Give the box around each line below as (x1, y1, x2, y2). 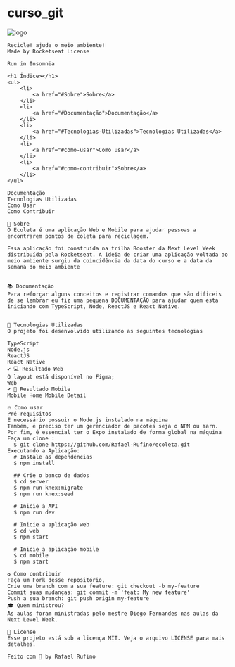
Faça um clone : (7, 435, 55, 442)
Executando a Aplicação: (7, 447, 80, 455)
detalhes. (7, 640, 37, 648)
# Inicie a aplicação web (13, 521, 90, 528)
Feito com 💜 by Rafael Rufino (7, 653, 96, 660)
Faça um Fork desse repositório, (7, 576, 106, 583)
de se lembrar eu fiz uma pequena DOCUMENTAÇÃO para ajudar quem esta (7, 297, 219, 304)
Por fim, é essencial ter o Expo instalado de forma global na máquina (7, 428, 222, 436)
